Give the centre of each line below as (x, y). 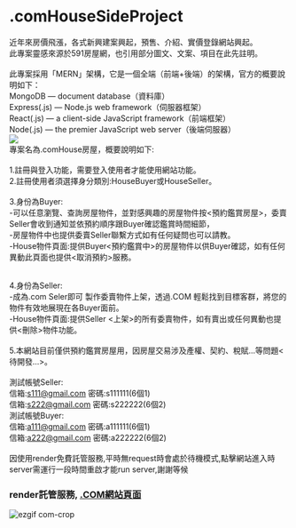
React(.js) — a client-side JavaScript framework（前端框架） (120, 118)
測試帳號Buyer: (37, 415)
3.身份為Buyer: (36, 201)
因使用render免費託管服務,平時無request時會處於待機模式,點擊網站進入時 (142, 458)
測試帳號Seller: (36, 382)
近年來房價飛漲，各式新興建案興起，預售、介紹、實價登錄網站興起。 (133, 42)
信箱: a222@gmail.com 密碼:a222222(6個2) (88, 437)
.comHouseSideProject (96, 16)
